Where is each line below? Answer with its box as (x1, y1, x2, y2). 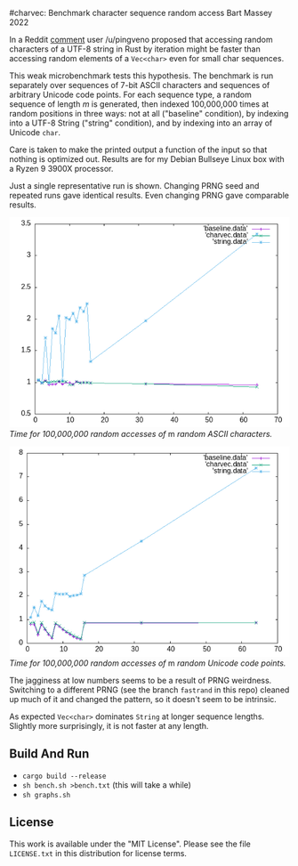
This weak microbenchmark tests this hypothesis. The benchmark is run (9, 70, 274, 81)
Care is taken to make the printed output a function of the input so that (9, 144, 268, 155)
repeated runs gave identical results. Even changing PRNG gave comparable (9, 190, 289, 200)
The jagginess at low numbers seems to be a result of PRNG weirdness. (9, 676, 272, 685)
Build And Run (9, 747, 90, 762)
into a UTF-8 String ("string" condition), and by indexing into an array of (9, 117, 273, 128)
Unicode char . (9, 127, 60, 137)
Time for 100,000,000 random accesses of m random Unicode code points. (9, 658, 286, 668)
